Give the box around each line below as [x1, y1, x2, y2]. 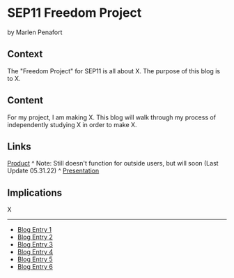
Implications [7, 186, 63, 198]
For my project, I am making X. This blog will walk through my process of [7, 113, 217, 122]
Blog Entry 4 [17, 248, 54, 256]
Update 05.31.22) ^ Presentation [7, 166, 100, 175]
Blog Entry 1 [17, 226, 52, 234]
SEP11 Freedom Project [7, 5, 142, 21]
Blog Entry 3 [17, 240, 54, 249]
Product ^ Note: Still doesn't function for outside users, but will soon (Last [7, 159, 219, 168]
